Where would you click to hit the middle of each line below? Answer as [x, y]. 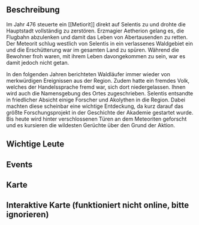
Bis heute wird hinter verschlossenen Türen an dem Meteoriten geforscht [97, 119]
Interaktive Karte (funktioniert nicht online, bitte [98, 205]
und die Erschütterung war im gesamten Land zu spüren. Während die [93, 50]
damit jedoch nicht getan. [38, 62]
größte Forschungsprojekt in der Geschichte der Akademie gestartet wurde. [100, 112]
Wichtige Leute [35, 144]
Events [19, 164]
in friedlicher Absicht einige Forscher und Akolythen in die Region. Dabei [96, 100]
